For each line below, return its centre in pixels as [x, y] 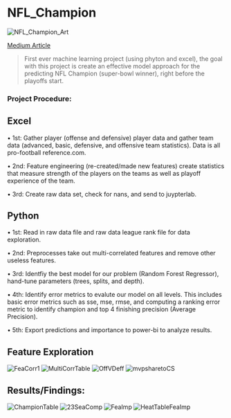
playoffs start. [44, 80]
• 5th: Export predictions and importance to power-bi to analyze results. [110, 330]
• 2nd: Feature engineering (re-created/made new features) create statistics [116, 166]
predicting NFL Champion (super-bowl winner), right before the [114, 73]
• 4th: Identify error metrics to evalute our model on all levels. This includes [115, 295]
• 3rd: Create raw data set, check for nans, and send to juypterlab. [102, 194]
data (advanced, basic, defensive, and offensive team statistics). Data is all [114, 145]
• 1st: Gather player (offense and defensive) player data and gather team [110, 138]
